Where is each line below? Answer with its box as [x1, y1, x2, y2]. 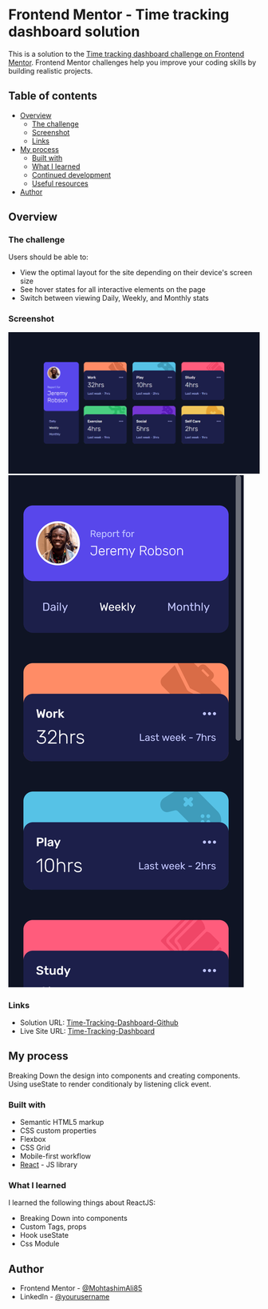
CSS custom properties [19, 1126, 97, 1135]
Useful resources [31, 178, 89, 188]
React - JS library [19, 1160, 78, 1170]
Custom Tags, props [19, 1222, 87, 1231]
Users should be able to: [8, 252, 89, 262]
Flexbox [19, 1135, 46, 1144]
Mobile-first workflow [19, 1151, 92, 1161]
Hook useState [19, 1231, 69, 1240]
